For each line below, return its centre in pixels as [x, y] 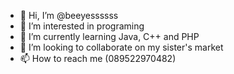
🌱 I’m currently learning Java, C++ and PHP [109, 36]
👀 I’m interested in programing [82, 26]
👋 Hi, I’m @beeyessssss [69, 15]
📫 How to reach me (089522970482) [98, 58]
